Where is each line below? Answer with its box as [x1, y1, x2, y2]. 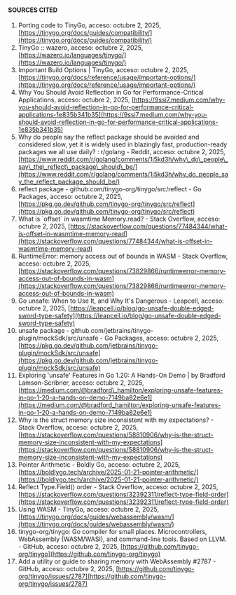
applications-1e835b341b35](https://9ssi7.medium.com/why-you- [18, 111, 208, 119]
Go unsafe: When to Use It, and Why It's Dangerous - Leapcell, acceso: [18, 296, 225, 305]
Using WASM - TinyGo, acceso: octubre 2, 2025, [18, 505, 160, 514]
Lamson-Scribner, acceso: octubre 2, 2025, [18, 378, 144, 387]
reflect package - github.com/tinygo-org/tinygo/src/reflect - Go [18, 185, 202, 193]
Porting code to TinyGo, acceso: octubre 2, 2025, [18, 21, 162, 29]
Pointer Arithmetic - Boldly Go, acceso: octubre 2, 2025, [18, 460, 181, 469]
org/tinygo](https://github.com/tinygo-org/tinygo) [18, 550, 161, 559]
